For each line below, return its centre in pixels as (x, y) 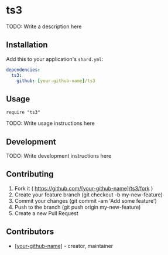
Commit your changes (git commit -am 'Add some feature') (85, 200)
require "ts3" (23, 113)
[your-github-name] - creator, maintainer (64, 246)
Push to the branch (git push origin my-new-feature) (78, 207)
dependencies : (23, 70)
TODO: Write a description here (44, 26)
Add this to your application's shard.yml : (55, 59)
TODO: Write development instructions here (59, 156)
